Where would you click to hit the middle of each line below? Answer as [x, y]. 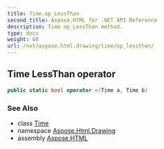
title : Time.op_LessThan [43, 14]
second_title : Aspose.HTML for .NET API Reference [82, 20]
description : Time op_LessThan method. [65, 26]
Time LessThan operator [62, 74]
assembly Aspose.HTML [53, 138]
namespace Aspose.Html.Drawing [66, 130]
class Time [33, 123]
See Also [23, 108]
